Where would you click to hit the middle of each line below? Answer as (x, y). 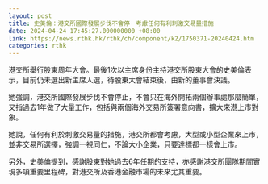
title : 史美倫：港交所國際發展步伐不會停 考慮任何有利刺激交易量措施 (111, 23)
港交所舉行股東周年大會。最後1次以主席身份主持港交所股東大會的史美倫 (126, 70)
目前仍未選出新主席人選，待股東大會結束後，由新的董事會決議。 (128, 80)
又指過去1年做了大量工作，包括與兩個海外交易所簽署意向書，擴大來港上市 (130, 107)
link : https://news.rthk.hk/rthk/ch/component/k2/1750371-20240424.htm (131, 38)
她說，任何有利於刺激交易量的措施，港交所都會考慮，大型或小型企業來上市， (136, 135)
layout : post (30, 16)
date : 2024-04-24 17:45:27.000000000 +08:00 (84, 31)
